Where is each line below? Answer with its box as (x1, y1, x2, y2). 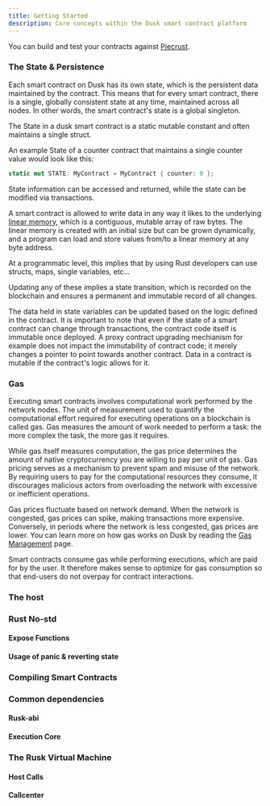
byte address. (8, 243, 54, 252)
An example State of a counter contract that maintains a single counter (8, 145, 243, 155)
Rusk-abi (8, 713, 39, 723)
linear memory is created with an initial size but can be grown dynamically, (8, 225, 256, 235)
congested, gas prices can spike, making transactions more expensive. (8, 513, 244, 522)
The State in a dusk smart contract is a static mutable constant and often (8, 121, 250, 131)
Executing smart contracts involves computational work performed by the (8, 396, 253, 405)
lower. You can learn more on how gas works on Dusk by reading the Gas (8, 530, 252, 540)
